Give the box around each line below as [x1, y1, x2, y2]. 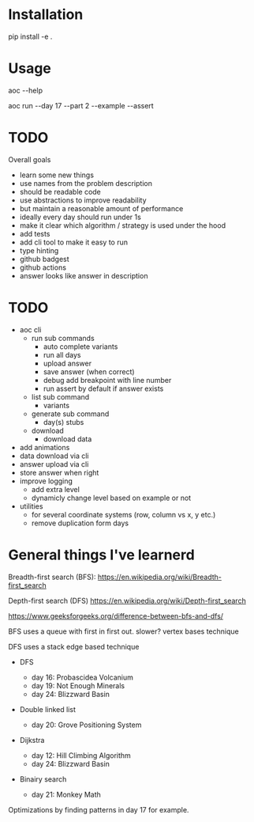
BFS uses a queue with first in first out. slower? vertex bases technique [8, 627, 239, 636]
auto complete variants [43, 342, 118, 351]
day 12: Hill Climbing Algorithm [31, 750, 132, 760]
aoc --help [8, 85, 43, 95]
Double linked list [19, 704, 77, 714]
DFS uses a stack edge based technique [8, 642, 140, 651]
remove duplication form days [31, 518, 129, 528]
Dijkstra [19, 735, 45, 744]
